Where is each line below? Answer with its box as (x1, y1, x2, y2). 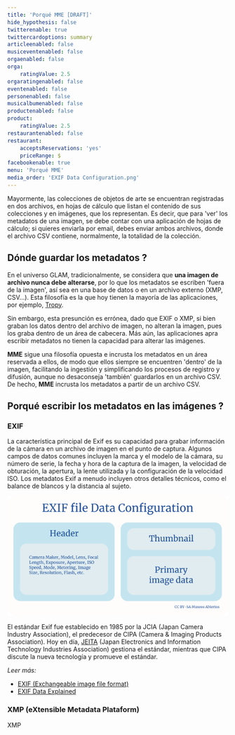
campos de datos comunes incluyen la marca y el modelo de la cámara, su (7, 452, 223, 461)
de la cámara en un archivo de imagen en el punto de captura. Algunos (7, 444, 213, 453)
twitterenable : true (7, 26, 68, 33)
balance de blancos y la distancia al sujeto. (7, 482, 132, 491)
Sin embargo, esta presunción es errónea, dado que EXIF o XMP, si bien (7, 314, 216, 322)
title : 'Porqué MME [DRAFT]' (7, 11, 93, 18)
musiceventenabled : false (7, 48, 83, 55)
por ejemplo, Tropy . (7, 300, 64, 309)
